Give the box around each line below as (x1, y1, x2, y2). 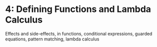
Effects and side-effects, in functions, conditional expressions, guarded (5, 30, 152, 36)
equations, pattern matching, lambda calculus (5, 36, 99, 42)
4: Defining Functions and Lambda (5, 3, 151, 15)
